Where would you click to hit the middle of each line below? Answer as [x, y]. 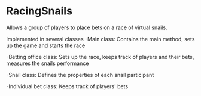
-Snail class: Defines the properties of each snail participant [80, 75]
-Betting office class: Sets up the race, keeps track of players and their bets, [100, 57]
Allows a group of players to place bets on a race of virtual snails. [87, 27]
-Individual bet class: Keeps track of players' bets [67, 86]
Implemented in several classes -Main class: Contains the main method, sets [100, 39]
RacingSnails [39, 11]
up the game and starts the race [46, 45]
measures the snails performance [48, 63]
